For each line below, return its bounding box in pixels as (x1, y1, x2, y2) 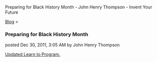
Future (5, 9, 19, 15)
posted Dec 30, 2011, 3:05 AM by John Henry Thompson (5, 42, 120, 48)
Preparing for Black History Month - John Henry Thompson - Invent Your (5, 4, 153, 10)
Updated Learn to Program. (5, 51, 60, 58)
